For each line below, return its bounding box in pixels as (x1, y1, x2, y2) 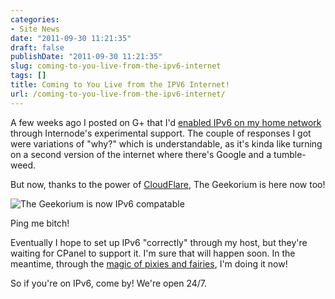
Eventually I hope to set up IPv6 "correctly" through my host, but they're (10, 236, 308, 248)
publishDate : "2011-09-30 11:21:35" (10, 52, 163, 62)
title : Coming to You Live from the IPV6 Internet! (10, 80, 230, 90)
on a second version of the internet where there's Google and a (10, 148, 272, 160)
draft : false (10, 42, 65, 53)
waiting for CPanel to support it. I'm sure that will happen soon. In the (10, 247, 296, 259)
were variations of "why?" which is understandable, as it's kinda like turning (10, 137, 323, 150)
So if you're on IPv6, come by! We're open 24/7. (10, 277, 207, 289)
